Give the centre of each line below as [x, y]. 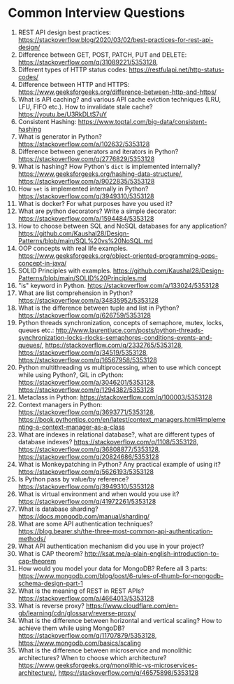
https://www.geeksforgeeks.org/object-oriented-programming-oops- [118, 255]
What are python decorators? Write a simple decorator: [97, 211]
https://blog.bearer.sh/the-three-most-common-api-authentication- [116, 531]
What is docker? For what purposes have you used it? [95, 203]
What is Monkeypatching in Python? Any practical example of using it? [119, 464]
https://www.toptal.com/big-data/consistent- [142, 121]
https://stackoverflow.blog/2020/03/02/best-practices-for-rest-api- [116, 39]
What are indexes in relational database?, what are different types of [116, 434]
